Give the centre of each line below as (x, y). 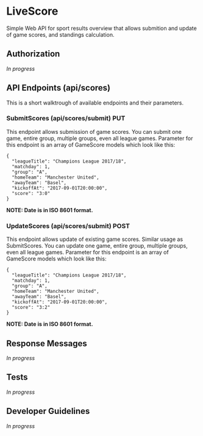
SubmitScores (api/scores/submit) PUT (66, 119)
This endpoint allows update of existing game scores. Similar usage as (95, 239)
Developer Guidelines (48, 411)
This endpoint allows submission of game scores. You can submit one (94, 131)
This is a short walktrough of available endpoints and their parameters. (95, 103)
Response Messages (47, 343)
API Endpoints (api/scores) (59, 88)
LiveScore (32, 11)
